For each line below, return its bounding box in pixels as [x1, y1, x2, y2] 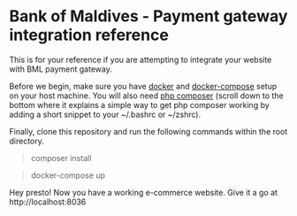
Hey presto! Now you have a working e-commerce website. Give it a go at [9, 187, 278, 197]
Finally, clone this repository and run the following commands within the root [9, 126, 288, 136]
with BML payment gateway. [9, 64, 112, 74]
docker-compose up [30, 170, 106, 181]
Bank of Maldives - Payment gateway [9, 6, 288, 27]
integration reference [9, 25, 170, 45]
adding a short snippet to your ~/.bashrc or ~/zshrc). [9, 109, 202, 120]
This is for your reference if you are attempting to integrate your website [9, 54, 272, 65]
